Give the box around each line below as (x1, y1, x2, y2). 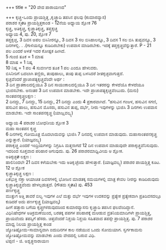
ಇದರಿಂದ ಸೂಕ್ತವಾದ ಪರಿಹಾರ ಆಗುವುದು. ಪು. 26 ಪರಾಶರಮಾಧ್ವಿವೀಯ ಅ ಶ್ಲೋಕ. (5, 148, 124, 154)
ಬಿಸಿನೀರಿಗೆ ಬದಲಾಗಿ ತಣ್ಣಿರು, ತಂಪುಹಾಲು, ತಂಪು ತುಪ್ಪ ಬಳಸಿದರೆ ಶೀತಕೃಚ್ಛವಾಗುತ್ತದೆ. (5, 70, 124, 76)
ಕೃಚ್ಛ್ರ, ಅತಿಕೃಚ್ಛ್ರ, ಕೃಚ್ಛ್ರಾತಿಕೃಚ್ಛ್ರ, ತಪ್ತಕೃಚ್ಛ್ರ (5, 25, 58, 31)
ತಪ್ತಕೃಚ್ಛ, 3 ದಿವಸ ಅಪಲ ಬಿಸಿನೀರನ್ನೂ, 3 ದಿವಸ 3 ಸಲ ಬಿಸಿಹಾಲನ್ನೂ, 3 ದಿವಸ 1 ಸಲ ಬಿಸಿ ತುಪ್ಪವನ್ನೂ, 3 (5, 37, 156, 42)
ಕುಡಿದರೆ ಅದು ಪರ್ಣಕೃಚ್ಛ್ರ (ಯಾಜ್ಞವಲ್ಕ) (5, 198, 61, 204)
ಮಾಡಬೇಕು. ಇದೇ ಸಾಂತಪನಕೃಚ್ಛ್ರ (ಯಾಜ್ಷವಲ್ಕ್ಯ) (5, 110, 74, 115)
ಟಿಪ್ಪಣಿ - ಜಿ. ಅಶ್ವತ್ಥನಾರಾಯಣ (5, 238, 49, 244)
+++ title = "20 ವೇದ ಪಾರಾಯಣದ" (5, 4, 67, 10)
